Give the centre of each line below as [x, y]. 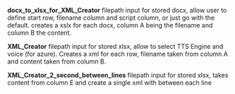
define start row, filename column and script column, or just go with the [111, 18]
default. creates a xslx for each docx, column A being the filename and [110, 25]
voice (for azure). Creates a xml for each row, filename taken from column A [117, 54]
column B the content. [40, 33]
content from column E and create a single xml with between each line [109, 83]
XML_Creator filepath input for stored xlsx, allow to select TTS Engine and [115, 46]
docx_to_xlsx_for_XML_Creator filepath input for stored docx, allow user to [117, 10]
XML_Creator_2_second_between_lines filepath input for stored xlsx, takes [118, 75]
